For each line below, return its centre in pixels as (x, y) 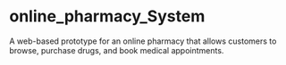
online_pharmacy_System (107, 16)
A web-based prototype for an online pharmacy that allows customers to (143, 41)
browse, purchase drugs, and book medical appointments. (117, 50)
